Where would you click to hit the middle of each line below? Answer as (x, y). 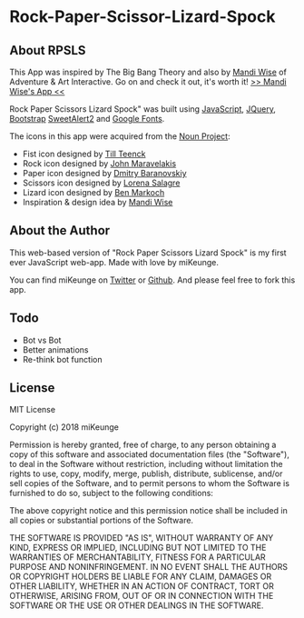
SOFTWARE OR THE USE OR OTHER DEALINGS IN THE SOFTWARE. (137, 605)
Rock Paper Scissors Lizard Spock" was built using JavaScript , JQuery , (143, 109)
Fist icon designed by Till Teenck (84, 154)
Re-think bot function (62, 359)
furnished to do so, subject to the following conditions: (111, 493)
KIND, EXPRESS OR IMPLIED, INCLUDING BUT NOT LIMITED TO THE (138, 548)
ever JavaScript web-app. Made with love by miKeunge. (114, 262)
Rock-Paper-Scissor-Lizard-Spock (142, 17)
